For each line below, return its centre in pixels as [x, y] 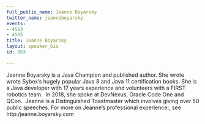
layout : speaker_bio [33, 47]
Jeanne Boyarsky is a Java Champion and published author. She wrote [95, 75]
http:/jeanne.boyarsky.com [40, 114]
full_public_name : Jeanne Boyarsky [52, 12]
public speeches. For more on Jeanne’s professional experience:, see [94, 107]
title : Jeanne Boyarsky [37, 41]
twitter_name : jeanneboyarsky [45, 18]
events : [16, 23]
